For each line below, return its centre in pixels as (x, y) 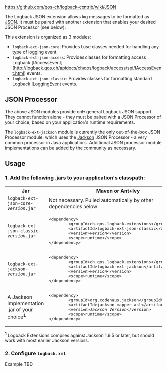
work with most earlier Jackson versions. (47, 340)
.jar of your (20, 309)
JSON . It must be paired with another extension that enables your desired (80, 22)
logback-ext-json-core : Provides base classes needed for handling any (85, 47)
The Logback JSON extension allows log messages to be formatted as (77, 17)
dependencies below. (74, 206)
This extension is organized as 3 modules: (48, 37)
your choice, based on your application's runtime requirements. (70, 122)
